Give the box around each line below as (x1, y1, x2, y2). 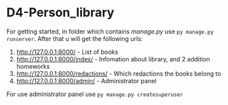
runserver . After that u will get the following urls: (6, 34, 143, 42)
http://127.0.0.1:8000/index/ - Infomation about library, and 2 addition (16, 55, 210, 63)
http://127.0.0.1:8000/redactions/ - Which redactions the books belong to (16, 70, 222, 78)
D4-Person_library (6, 5, 114, 20)
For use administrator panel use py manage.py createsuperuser (6, 90, 183, 98)
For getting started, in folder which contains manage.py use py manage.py (6, 27, 214, 35)
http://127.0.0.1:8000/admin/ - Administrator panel (16, 76, 157, 85)
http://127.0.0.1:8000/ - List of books (16, 48, 118, 56)
